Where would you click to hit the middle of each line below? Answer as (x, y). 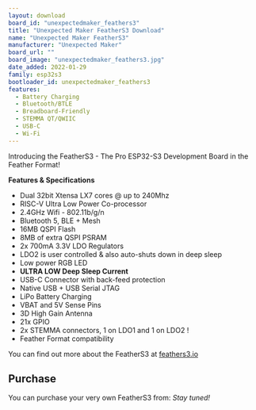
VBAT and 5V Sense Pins (60, 305)
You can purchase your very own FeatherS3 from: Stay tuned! (109, 398)
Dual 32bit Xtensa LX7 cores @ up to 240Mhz (94, 195)
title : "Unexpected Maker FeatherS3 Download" (86, 30)
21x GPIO (34, 321)
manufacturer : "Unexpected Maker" (65, 45)
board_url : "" (32, 52)
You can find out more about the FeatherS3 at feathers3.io (103, 354)
